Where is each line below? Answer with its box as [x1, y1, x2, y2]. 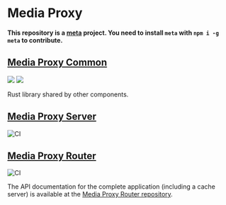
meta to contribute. [7, 35, 63, 44]
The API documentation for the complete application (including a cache [7, 182, 216, 191]
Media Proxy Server [7, 111, 97, 123]
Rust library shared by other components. [7, 90, 129, 99]
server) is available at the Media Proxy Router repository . [7, 190, 174, 199]
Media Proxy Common [7, 57, 108, 69]
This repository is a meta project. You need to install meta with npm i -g [7, 28, 220, 37]
